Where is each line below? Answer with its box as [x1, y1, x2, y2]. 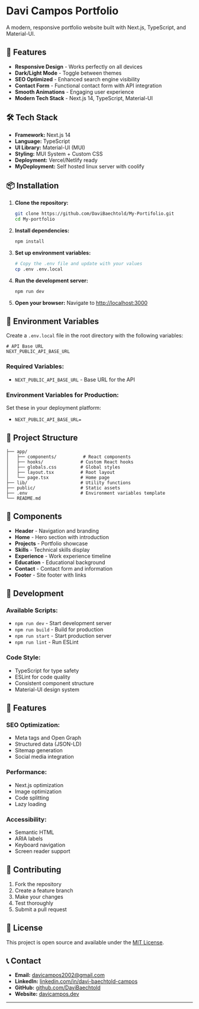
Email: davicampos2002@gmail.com [14, 972, 105, 979]
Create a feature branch [14, 887, 73, 894]
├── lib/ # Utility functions [6, 479, 131, 486]
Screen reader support [14, 847, 70, 855]
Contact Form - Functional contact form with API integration [14, 82, 162, 89]
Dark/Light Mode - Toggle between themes [14, 69, 122, 77]
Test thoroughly [14, 899, 53, 906]
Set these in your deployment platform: [6, 405, 102, 412]
